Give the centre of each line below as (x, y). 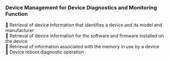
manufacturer (20, 31)
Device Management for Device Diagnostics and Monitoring (81, 8)
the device (16, 41)
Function (17, 14)
